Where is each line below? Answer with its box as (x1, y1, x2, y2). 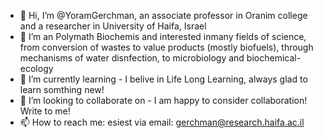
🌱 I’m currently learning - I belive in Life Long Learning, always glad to (19, 73, 308, 85)
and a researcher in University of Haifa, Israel (19, 20, 207, 32)
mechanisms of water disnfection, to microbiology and (19, 52, 245, 64)
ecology (19, 63, 54, 74)
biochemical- (246, 52, 302, 64)
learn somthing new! (19, 84, 105, 95)
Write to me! (19, 105, 71, 117)
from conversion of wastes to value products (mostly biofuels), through (19, 41, 314, 53)
